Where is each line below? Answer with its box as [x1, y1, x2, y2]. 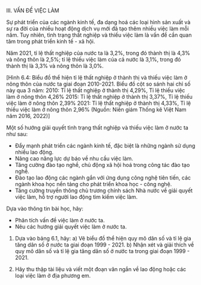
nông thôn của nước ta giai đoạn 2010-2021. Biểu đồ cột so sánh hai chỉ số [6, 80, 191, 87]
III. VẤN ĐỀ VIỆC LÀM [6, 7, 59, 14]
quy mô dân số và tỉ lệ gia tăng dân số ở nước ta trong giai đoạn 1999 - [14, 248, 190, 254]
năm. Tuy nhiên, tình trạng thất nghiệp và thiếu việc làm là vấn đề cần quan [6, 31, 192, 39]
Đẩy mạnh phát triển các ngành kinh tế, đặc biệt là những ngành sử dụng [14, 142, 196, 149]
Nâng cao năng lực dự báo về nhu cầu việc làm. [14, 155, 133, 162]
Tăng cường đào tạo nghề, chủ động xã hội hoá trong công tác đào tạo [14, 161, 190, 168]
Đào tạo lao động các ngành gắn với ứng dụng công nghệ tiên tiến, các [14, 174, 191, 181]
